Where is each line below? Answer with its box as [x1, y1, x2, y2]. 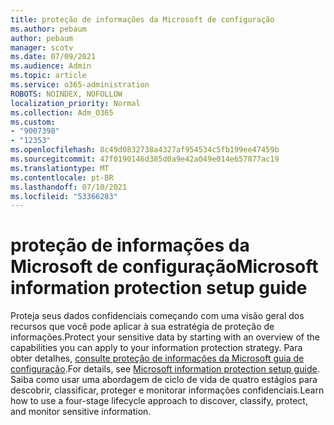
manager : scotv [10, 42, 74, 53]
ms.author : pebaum [10, 24, 87, 34]
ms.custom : [10, 117, 56, 127]
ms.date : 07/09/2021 [10, 52, 97, 62]
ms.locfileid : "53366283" [10, 191, 118, 201]
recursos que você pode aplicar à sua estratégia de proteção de [10, 321, 275, 333]
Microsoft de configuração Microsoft [10, 256, 319, 278]
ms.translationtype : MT [10, 163, 110, 173]
